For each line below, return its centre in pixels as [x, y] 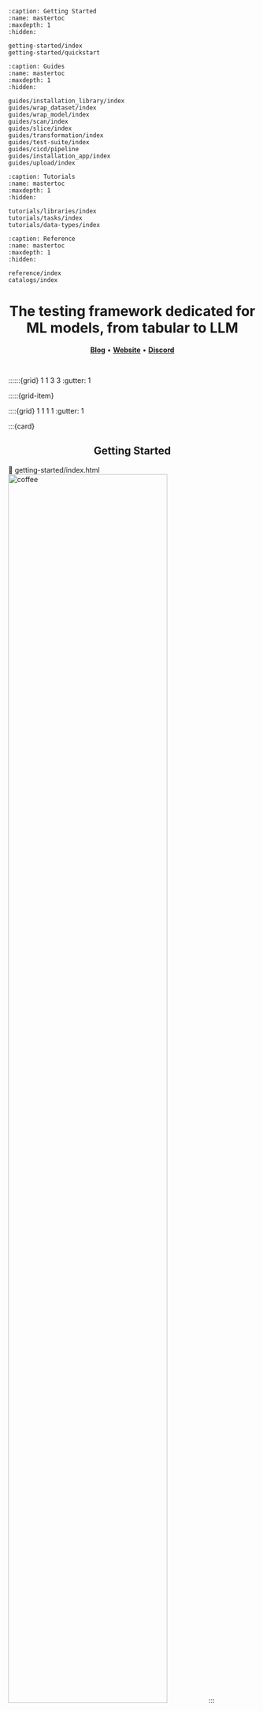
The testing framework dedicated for [132, 312]
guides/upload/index [42, 163]
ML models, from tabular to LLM [132, 328]
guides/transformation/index [56, 135]
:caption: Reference [42, 239]
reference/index [35, 273]
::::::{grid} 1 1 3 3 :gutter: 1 [50, 380]
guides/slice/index [40, 128]
